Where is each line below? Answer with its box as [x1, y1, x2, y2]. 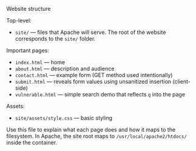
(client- [172, 78, 191, 85]
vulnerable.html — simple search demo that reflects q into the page [15, 91, 186, 98]
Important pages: [6, 47, 50, 54]
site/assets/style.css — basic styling [15, 115, 113, 121]
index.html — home [15, 59, 66, 65]
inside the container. [6, 139, 58, 146]
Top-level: [6, 17, 32, 24]
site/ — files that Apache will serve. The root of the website [15, 29, 166, 36]
